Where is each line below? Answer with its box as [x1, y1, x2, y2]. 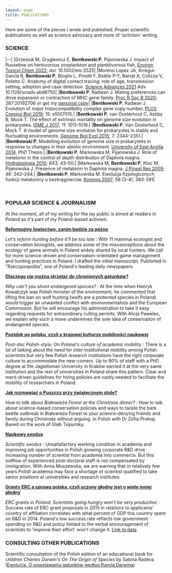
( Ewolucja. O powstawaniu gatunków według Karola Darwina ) [5, 562, 135, 568]
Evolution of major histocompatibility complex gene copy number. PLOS [5, 105, 157, 111]
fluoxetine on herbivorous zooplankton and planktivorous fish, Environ [5, 62, 154, 68]
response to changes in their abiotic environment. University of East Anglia [5, 143, 163, 149]
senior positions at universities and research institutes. [5, 474, 121, 480]
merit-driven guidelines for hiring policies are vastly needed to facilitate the [5, 374, 164, 380]
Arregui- [138, 67, 157, 73]
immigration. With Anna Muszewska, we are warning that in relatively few [5, 463, 160, 469]
